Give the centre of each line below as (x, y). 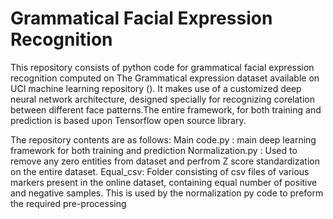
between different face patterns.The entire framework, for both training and (166, 109)
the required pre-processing (68, 203)
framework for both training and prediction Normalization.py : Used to (154, 150)
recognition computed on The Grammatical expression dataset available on (165, 78)
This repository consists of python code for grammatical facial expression (162, 67)
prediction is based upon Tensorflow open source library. (128, 120)
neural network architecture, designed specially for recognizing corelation (162, 99)
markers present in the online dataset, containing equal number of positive (164, 182)
